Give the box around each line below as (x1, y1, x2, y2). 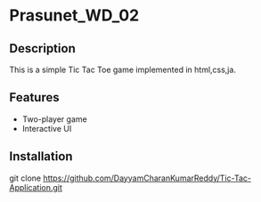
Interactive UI (21, 123, 72, 133)
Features (9, 90, 60, 105)
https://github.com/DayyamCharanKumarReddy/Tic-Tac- (43, 173, 252, 183)
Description (9, 41, 76, 56)
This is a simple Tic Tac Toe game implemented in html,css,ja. (9, 64, 236, 75)
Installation (9, 149, 73, 165)
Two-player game (21, 113, 87, 125)
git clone (9, 173, 42, 183)
